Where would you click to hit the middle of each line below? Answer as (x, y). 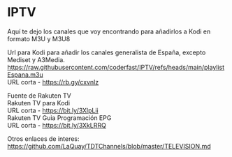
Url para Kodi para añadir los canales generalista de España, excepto (107, 52)
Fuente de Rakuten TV (39, 96)
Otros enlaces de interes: (43, 139)
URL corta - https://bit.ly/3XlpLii (53, 110)
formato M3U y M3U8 (39, 38)
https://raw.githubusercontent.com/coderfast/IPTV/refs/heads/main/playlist (116, 67)
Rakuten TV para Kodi (39, 103)
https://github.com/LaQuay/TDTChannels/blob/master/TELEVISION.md (109, 146)
